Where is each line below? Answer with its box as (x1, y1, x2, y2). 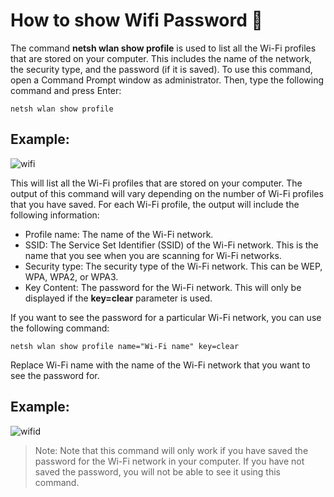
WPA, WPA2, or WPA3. (24, 270, 119, 283)
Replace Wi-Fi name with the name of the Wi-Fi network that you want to (10, 359, 311, 371)
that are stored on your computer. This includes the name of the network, (10, 52, 313, 64)
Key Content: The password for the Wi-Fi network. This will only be (24, 281, 302, 293)
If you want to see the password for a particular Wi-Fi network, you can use (10, 311, 322, 323)
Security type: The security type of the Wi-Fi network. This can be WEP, (24, 260, 323, 272)
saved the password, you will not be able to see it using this (34, 465, 281, 478)
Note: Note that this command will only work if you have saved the (34, 444, 309, 456)
